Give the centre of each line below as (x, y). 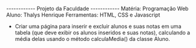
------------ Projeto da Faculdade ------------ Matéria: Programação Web (97, 9)
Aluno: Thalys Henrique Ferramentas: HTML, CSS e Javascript (83, 15)
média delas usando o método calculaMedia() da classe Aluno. (92, 39)
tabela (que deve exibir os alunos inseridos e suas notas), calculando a (102, 33)
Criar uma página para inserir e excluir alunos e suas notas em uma (98, 26)
